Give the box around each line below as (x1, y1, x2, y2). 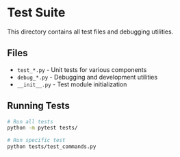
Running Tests (7, 100, 70, 112)
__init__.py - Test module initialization (16, 80, 127, 88)
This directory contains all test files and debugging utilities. (7, 27, 174, 36)
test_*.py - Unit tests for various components (16, 65, 147, 73)
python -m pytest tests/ (7, 125, 78, 132)
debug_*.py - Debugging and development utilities (16, 73, 158, 81)
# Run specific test (7, 137, 66, 144)
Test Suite (7, 5, 66, 21)
